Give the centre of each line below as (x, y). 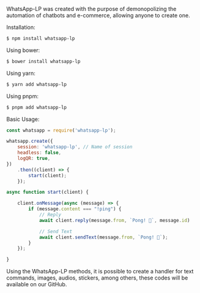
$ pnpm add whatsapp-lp (37, 107)
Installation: (21, 27)
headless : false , (39, 153)
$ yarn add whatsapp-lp (37, 84)
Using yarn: (21, 73)
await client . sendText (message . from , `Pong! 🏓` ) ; (103, 237)
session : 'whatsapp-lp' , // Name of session (75, 147)
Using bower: (23, 50)
